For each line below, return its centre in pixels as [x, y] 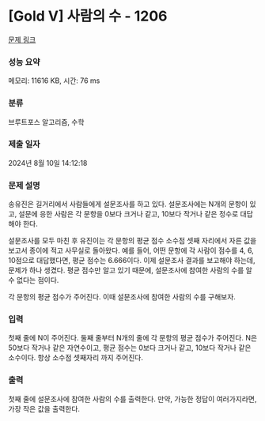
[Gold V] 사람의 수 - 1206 [88, 16]
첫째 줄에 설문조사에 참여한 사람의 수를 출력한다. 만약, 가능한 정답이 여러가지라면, [132, 399]
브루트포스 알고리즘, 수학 [46, 122]
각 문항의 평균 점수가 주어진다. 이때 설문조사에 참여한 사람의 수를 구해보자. [122, 297]
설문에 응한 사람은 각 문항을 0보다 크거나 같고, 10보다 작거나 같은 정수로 [129, 214]
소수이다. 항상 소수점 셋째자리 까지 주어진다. [76, 358]
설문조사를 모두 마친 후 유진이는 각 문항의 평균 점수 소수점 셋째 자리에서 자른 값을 [132, 241]
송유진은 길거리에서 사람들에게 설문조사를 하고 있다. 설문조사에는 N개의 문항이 [128, 204]
